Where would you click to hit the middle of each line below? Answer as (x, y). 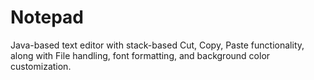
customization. (41, 66)
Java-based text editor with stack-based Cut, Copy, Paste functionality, (157, 45)
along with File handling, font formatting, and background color (140, 55)
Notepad (47, 17)
